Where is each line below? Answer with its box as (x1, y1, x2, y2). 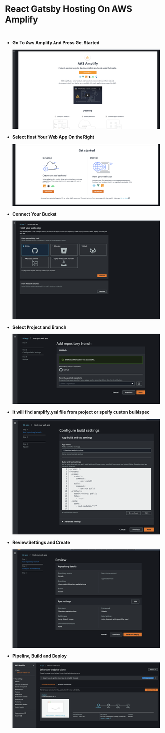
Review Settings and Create (12, 539, 70, 546)
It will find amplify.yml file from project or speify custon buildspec (12, 409, 150, 415)
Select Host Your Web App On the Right (12, 134, 95, 140)
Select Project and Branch (12, 324, 67, 330)
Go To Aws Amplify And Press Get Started (12, 39, 100, 45)
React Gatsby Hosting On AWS (5, 3, 133, 15)
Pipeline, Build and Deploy (12, 653, 67, 659)
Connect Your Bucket (12, 211, 57, 217)
